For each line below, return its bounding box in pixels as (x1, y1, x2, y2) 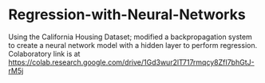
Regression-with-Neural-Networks (8, 6, 246, 24)
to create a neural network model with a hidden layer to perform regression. (8, 40, 258, 49)
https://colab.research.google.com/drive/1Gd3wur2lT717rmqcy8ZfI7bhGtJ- (8, 57, 255, 67)
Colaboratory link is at (8, 49, 81, 58)
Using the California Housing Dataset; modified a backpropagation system (8, 32, 253, 41)
